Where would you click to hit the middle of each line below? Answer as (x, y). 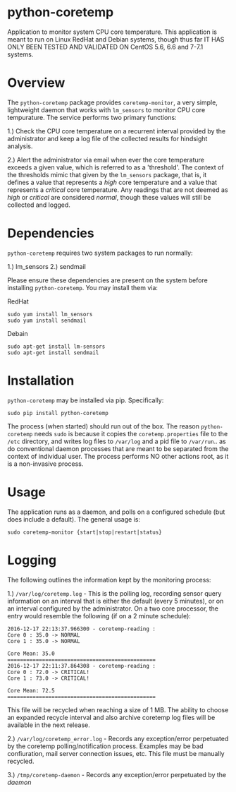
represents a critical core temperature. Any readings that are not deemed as (118, 190)
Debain (18, 333)
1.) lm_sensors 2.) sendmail (46, 266)
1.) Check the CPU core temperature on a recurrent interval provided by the (117, 131)
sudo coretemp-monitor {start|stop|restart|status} (85, 532)
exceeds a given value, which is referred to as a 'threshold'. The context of (116, 167)
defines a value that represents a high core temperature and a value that (112, 182)
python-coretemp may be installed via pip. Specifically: (86, 400)
